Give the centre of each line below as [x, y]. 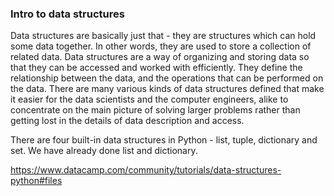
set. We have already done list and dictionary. [104, 151]
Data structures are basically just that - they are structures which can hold [163, 36]
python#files [36, 181]
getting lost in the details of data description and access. [127, 121]
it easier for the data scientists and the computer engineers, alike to [149, 99]
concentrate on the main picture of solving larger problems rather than [155, 110]
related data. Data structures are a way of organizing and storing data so [160, 57]
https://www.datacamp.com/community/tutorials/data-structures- [146, 170]
